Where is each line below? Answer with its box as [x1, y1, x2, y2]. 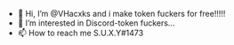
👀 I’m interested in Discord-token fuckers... [17, 18, 175, 28]
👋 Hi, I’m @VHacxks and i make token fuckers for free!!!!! [17, 9, 226, 19]
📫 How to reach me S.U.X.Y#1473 [17, 27, 144, 38]
